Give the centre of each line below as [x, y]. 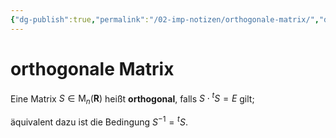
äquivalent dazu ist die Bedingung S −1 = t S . [99, 121]
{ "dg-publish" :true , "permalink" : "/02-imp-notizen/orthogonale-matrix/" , [165, 19]
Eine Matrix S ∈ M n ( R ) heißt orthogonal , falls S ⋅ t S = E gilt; [132, 99]
